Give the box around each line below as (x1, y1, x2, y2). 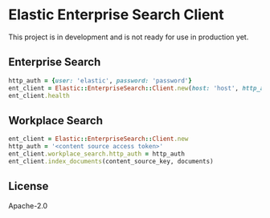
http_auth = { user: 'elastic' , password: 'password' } (8, 76, 193, 85)
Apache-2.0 (8, 200, 48, 210)
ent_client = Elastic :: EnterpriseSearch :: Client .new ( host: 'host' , (8, 84, 239, 92)
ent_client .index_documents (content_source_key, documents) (8, 157, 215, 165)
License (8, 180, 49, 193)
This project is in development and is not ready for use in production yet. (8, 32, 249, 42)
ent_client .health (8, 91, 70, 99)
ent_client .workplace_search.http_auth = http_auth (8, 150, 185, 158)
